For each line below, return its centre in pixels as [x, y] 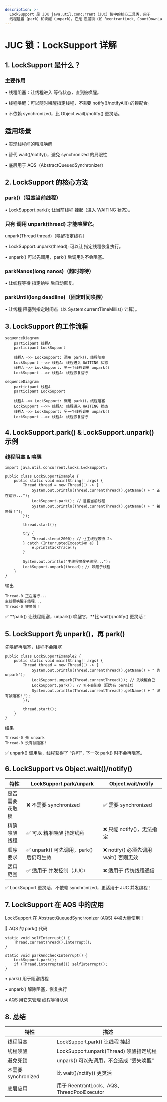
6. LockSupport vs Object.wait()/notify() [69, 769]
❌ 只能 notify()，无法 [127, 829]
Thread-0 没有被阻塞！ [26, 743]
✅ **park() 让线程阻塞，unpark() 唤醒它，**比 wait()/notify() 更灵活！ [76, 617]
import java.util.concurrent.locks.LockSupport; [56, 468]
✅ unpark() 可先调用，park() [60, 850]
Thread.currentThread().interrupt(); [53, 942]
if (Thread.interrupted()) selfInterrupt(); [61, 964]
